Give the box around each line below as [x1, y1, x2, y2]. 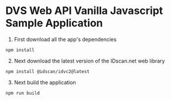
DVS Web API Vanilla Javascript [5, 4, 163, 18]
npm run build [5, 90, 40, 96]
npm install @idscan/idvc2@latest [5, 68, 90, 74]
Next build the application [13, 79, 77, 86]
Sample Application [5, 16, 103, 30]
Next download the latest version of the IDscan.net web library [13, 57, 165, 64]
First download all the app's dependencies [13, 36, 117, 43]
